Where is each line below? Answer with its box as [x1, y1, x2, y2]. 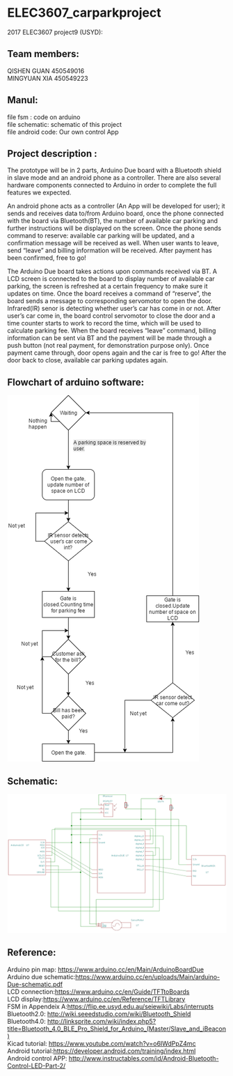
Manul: [7, 94, 38, 106]
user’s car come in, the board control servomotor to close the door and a [7, 312, 216, 320]
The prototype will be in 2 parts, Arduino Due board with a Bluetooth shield [7, 166, 222, 175]
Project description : [7, 148, 97, 160]
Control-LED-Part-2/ [7, 1061, 66, 1070]
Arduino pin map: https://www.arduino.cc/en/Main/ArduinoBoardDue [7, 965, 204, 974]
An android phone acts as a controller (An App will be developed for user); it [7, 202, 225, 210]
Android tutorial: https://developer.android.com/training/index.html [7, 1047, 196, 1055]
